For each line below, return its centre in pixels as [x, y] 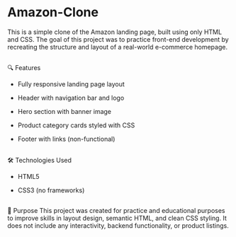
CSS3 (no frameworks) [51, 190]
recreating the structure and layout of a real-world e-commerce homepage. [118, 47]
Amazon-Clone [53, 12]
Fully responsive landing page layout [71, 84]
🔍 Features [24, 68]
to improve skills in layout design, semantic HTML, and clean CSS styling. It [117, 218]
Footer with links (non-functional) [66, 139]
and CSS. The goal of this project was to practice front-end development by [118, 39]
